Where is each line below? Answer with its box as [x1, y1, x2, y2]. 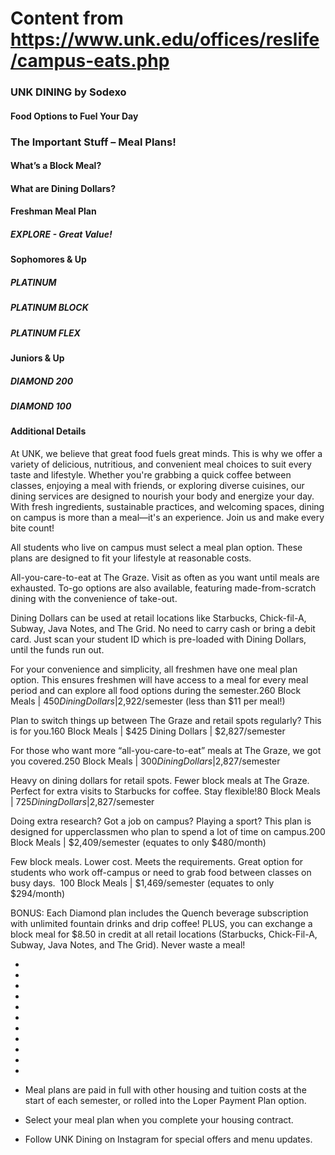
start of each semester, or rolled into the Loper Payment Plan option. [24, 1095, 307, 1107]
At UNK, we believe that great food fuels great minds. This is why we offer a [10, 448, 323, 460]
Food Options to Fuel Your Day [10, 110, 139, 122]
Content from [10, 7, 124, 30]
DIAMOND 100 [10, 400, 72, 412]
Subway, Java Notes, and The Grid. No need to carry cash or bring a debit [10, 623, 316, 635]
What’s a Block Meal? [10, 160, 102, 172]
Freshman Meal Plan [10, 205, 97, 217]
